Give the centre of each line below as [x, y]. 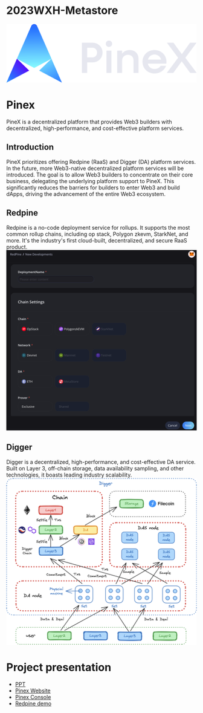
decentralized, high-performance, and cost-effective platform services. [95, 128]
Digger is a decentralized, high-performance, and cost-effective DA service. [101, 462]
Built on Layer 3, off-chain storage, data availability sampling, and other [95, 468]
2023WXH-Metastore [62, 11]
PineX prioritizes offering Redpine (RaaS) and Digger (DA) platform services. [101, 161]
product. [17, 247]
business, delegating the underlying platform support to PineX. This [90, 181]
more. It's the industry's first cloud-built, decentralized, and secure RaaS [97, 240]
